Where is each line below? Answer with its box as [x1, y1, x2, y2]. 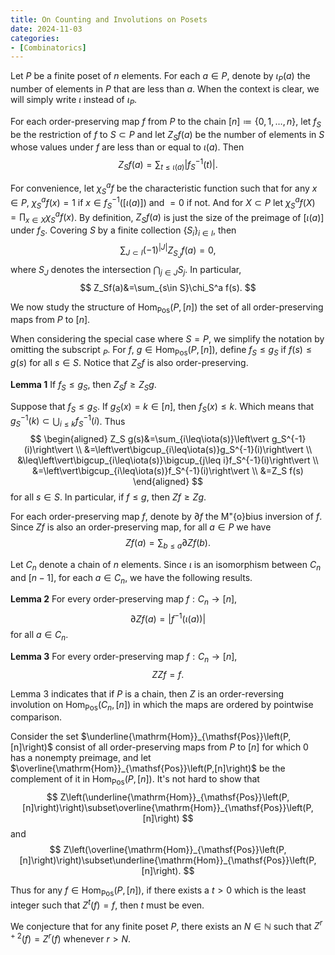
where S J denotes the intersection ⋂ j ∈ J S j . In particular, [10, 263, 242, 278]
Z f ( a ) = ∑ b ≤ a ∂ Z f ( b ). [125, 537, 211, 551]
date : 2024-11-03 [10, 24, 83, 34]
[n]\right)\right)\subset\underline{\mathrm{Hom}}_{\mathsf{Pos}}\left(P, [19, 854, 317, 866]
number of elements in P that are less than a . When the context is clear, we [10, 83, 320, 95]
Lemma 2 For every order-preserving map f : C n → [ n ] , [10, 593, 238, 608]
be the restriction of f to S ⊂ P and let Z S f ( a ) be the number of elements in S [10, 128, 325, 143]
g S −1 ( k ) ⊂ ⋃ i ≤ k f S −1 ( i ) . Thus [10, 413, 126, 430]
